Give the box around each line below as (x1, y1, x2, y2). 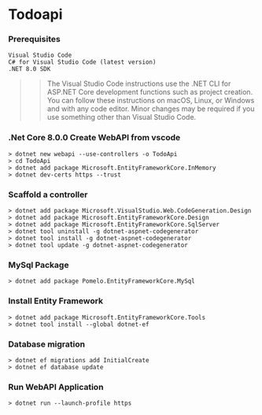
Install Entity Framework (8, 295, 104, 306)
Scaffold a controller (8, 189, 88, 200)
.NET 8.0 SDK (8, 65, 51, 73)
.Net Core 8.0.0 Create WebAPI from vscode (8, 132, 181, 143)
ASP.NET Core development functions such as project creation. (46, 87, 253, 97)
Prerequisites (8, 34, 61, 45)
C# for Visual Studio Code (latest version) (8, 58, 157, 66)
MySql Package (8, 260, 69, 270)
